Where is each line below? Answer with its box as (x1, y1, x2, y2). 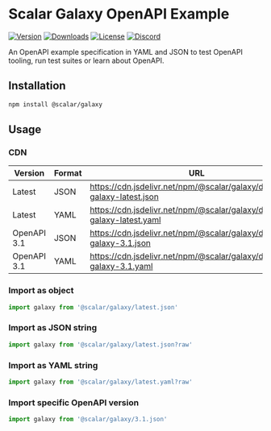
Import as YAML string (8, 359, 98, 371)
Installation (8, 79, 66, 93)
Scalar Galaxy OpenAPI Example (8, 5, 230, 23)
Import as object (8, 285, 74, 296)
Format (53, 168, 82, 179)
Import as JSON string (8, 322, 98, 334)
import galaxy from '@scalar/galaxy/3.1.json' (8, 416, 168, 424)
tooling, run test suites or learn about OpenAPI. (8, 56, 165, 65)
